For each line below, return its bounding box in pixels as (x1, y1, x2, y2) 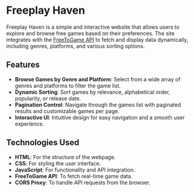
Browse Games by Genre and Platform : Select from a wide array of (14, 75, 181, 83)
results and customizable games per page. (14, 107, 120, 114)
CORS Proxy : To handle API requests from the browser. (14, 179, 151, 186)
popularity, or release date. (14, 95, 82, 102)
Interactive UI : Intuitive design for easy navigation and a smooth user (14, 114, 185, 121)
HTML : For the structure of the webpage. (14, 153, 116, 160)
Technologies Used (6, 138, 79, 148)
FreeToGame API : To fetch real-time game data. (14, 172, 133, 179)
